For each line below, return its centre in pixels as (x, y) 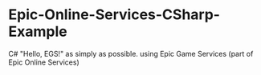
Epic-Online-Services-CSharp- (114, 15)
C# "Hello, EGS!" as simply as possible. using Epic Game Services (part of (131, 53)
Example (38, 32)
